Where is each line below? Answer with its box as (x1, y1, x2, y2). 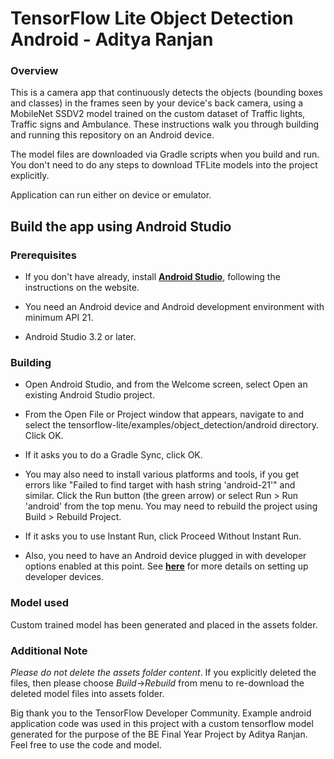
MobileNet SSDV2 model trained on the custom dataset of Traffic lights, (10, 108, 306, 120)
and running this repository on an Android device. (10, 129, 215, 141)
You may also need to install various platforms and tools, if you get (24, 468, 300, 481)
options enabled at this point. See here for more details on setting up (24, 560, 309, 572)
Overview (10, 64, 59, 78)
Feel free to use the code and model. (10, 739, 162, 751)
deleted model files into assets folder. (10, 688, 165, 700)
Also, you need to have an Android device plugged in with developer (24, 550, 307, 562)
